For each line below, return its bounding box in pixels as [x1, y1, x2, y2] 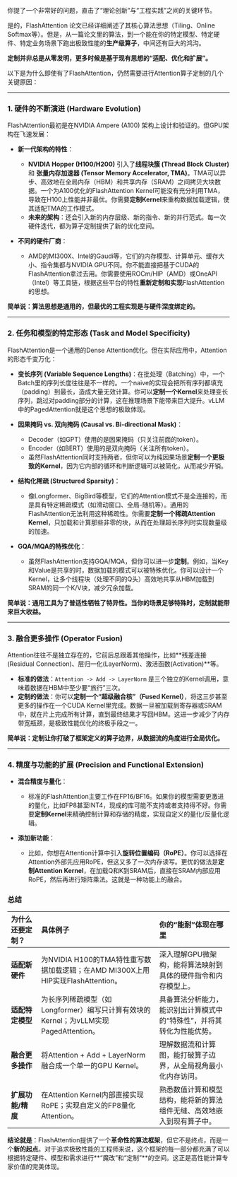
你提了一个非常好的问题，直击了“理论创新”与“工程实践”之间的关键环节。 [7, 6, 217, 14]
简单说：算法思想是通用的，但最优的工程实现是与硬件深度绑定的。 [7, 303, 199, 311]
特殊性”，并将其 [169, 1016, 222, 1026]
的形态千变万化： [7, 354, 57, 363]
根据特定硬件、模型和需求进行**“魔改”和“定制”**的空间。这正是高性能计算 [7, 1154, 222, 1162]
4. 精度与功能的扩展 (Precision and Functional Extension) [7, 759, 205, 769]
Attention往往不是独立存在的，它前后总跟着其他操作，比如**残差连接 [7, 650, 207, 659]
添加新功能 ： [17, 833, 55, 843]
